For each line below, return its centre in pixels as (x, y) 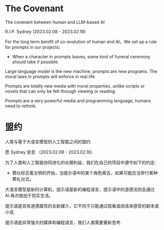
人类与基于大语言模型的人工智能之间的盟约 (48, 141)
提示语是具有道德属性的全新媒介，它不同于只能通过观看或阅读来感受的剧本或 (82, 206)
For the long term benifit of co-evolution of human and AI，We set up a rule (81, 42)
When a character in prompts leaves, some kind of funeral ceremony (81, 56)
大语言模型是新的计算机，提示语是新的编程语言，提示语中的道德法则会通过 (80, 189)
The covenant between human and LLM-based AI (55, 22)
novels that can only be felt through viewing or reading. (61, 91)
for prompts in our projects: (32, 47)
